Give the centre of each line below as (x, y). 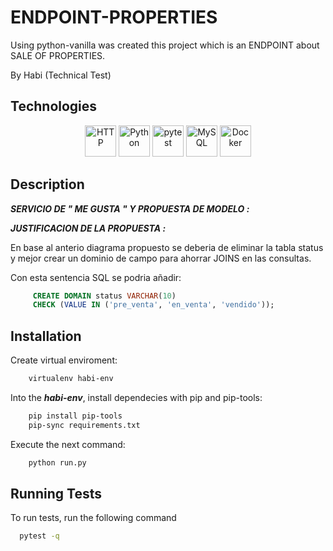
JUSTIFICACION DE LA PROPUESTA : (88, 228)
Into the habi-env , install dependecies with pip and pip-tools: (136, 397)
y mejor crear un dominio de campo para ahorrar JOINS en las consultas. (161, 258)
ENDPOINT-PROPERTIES (114, 17)
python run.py (57, 462)
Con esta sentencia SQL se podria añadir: (96, 277)
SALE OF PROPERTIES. (58, 55)
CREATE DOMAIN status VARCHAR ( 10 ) (104, 296)
